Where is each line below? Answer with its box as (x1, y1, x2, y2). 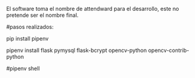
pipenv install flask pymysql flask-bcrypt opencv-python (6, 47, 147, 54)
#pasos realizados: (6, 24, 54, 30)
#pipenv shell (6, 65, 41, 72)
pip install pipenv (6, 35, 49, 42)
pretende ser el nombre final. (6, 11, 79, 19)
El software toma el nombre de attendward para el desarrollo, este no (6, 5, 179, 12)
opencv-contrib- (148, 47, 190, 54)
